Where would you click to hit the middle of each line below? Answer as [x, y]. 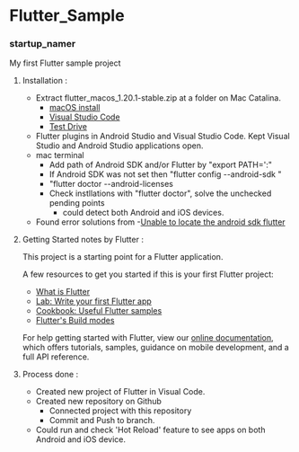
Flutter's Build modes [75, 321]
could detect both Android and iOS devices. [143, 213]
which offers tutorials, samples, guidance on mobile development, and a [155, 348]
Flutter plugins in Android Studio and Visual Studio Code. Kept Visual [163, 137]
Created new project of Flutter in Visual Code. [120, 392]
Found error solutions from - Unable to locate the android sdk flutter [160, 222]
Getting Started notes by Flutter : [83, 240]
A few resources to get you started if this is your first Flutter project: [148, 274]
